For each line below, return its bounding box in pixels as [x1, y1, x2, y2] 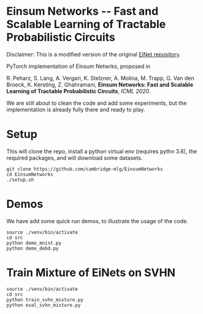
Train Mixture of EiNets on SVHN [6, 266, 176, 280]
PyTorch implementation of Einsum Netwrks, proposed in [6, 63, 151, 70]
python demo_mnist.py [6, 240, 62, 246]
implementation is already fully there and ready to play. [6, 105, 145, 113]
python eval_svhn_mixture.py [6, 302, 81, 308]
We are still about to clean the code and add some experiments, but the [6, 99, 187, 107]
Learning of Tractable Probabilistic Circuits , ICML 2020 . [6, 87, 151, 94]
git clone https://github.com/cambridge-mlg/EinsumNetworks [6, 166, 164, 172]
